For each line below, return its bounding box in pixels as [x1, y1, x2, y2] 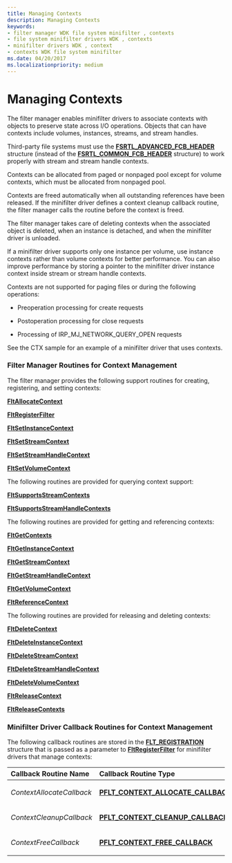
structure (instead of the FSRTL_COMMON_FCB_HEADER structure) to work [7, 149, 225, 158]
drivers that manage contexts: [7, 752, 93, 761]
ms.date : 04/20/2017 [7, 55, 67, 62]
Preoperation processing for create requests [17, 303, 144, 312]
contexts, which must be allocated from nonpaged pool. [7, 178, 166, 186]
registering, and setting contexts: [7, 383, 101, 392]
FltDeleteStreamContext [7, 651, 79, 660]
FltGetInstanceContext [7, 544, 75, 553]
